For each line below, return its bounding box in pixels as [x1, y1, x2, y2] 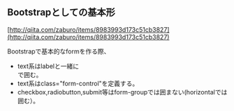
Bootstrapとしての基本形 [7, 6, 115, 19]
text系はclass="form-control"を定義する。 [17, 79, 139, 87]
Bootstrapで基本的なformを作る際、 [7, 47, 110, 55]
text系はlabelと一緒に [17, 62, 79, 70]
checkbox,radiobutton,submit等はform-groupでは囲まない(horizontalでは [17, 87, 228, 96]
